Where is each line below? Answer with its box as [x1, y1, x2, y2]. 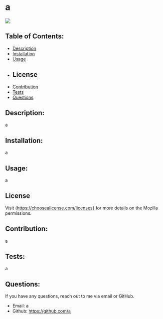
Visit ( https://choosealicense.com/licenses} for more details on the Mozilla [5, 205, 158, 211]
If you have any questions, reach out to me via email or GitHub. [5, 293, 135, 299]
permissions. [5, 210, 32, 216]
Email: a [12, 303, 29, 309]
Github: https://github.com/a [12, 308, 71, 314]
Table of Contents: [5, 32, 64, 41]
